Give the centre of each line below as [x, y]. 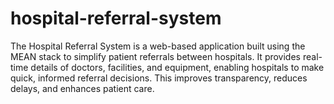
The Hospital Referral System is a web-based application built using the [158, 46]
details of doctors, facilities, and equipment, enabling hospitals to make [177, 67]
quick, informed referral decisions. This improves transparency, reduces [159, 78]
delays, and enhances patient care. [82, 88]
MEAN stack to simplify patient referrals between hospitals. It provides [155, 56]
